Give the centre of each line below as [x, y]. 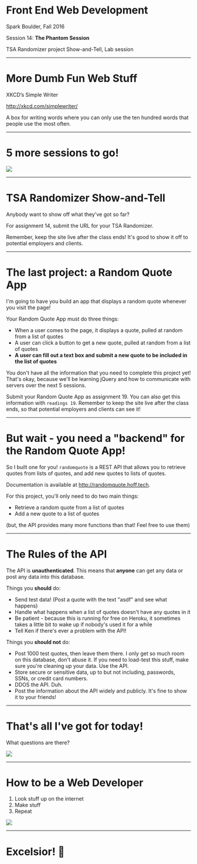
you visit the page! [28, 307]
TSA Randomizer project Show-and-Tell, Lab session [70, 49]
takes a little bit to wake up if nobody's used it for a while [83, 624]
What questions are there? [38, 743]
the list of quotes [35, 361]
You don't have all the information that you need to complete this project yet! [98, 373]
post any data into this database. [45, 576]
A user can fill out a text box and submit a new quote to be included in [101, 355]
